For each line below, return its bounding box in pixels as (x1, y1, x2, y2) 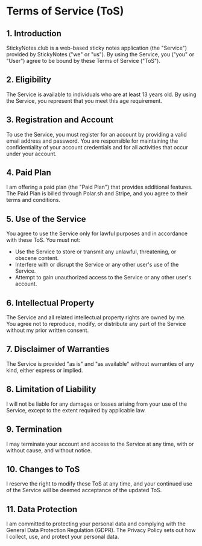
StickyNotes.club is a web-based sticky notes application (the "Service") (6, 44, 188, 51)
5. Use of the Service (6, 213, 86, 224)
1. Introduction (6, 28, 62, 39)
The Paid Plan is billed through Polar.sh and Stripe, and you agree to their (6, 190, 188, 197)
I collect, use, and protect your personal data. (6, 533, 119, 541)
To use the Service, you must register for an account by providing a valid (6, 131, 187, 138)
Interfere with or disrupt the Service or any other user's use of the (14, 261, 179, 268)
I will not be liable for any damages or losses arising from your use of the (6, 400, 188, 408)
